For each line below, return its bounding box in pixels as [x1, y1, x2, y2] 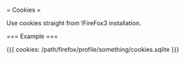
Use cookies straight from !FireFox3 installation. [6, 19, 141, 27]
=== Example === [6, 32, 58, 40]
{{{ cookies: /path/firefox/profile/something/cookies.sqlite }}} [6, 46, 180, 53]
